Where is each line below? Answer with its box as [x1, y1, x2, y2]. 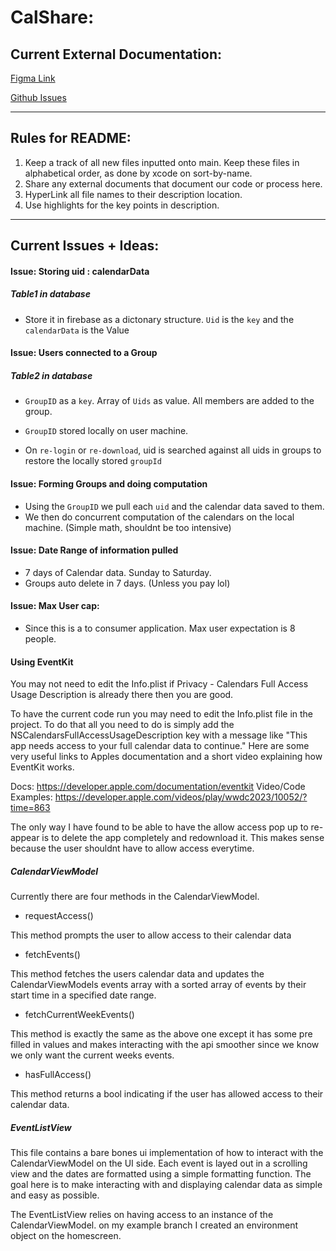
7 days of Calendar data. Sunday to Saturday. [24, 566, 212, 578]
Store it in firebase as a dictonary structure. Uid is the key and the [24, 313, 295, 325]
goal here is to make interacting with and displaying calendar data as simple [10, 1179, 323, 1191]
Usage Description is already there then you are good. [10, 689, 234, 701]
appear [10, 832, 40, 844]
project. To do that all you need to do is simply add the [10, 719, 235, 731]
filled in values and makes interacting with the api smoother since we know [10, 1039, 320, 1051]
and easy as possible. [10, 1189, 100, 1201]
